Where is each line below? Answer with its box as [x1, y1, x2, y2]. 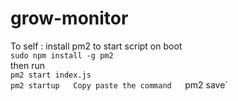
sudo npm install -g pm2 [10, 50, 114, 61]
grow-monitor [10, 7, 129, 30]
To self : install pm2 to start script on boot [10, 40, 183, 52]
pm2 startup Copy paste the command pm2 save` [10, 78, 228, 91]
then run [10, 59, 46, 71]
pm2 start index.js [10, 70, 92, 80]
